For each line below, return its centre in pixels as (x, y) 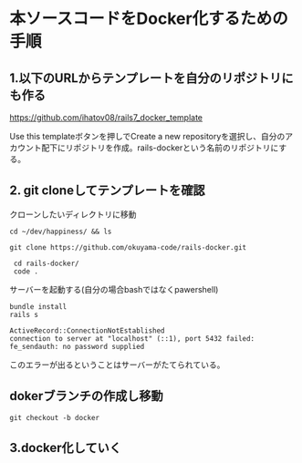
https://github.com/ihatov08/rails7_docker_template (106, 118)
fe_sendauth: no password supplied (77, 346)
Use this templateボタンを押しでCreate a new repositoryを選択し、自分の (147, 136)
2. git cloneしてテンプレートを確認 (107, 191)
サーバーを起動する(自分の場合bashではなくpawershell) (114, 289)
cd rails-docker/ (46, 263)
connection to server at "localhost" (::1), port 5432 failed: (132, 338)
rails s (24, 314)
